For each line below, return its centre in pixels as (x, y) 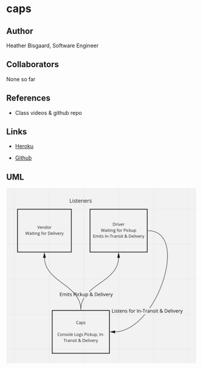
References (28, 98)
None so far (21, 79)
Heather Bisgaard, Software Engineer (52, 45)
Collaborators (33, 64)
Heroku (24, 146)
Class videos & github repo (49, 113)
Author (20, 31)
